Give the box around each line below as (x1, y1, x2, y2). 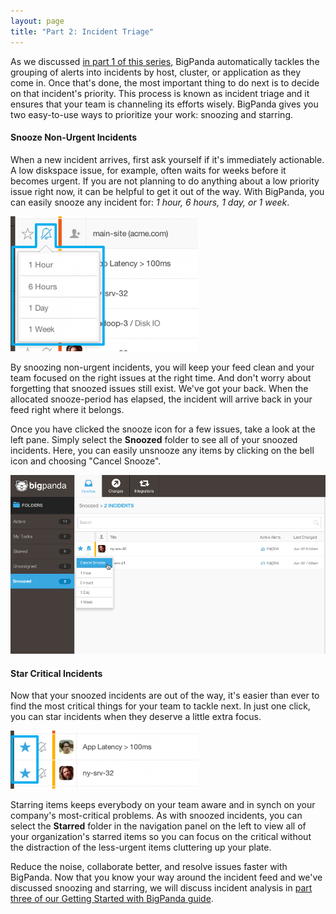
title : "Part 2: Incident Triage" (10, 26, 155, 37)
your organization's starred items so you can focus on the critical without (10, 831, 312, 843)
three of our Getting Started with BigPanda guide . (10, 893, 214, 905)
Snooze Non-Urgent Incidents (10, 131, 138, 144)
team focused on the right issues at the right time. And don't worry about (10, 371, 312, 384)
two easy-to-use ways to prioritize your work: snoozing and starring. (10, 108, 294, 120)
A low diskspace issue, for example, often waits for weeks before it (10, 164, 287, 176)
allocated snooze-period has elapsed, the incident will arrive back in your (10, 393, 313, 405)
